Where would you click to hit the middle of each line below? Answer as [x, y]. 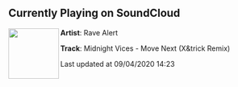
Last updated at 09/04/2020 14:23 [117, 64]
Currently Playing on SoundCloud [94, 13]
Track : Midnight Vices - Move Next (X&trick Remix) [145, 48]
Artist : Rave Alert [89, 32]
